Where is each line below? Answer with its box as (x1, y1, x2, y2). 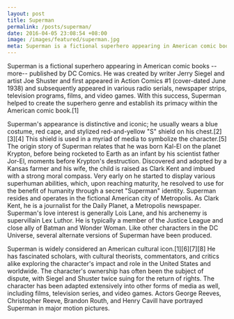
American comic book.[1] (7, 106, 79, 114)
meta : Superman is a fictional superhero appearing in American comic (7, 43, 217, 50)
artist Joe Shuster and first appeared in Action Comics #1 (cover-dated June (7, 77, 226, 84)
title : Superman (7, 17, 54, 24)
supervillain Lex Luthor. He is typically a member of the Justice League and (7, 216, 224, 224)
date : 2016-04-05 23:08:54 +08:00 (7, 29, 108, 37)
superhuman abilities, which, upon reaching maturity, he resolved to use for (7, 179, 224, 187)
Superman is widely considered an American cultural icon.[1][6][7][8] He (7, 245, 216, 253)
